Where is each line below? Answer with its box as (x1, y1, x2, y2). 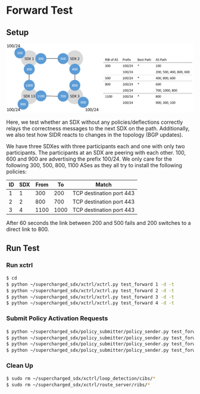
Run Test (6, 243, 40, 253)
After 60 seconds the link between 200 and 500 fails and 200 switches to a (6, 220, 192, 227)
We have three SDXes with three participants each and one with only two (6, 142, 185, 149)
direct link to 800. (6, 226, 49, 233)
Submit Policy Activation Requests (6, 314, 108, 323)
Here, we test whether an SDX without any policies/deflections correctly (6, 118, 183, 126)
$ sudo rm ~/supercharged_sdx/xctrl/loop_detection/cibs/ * (6, 376, 156, 382)
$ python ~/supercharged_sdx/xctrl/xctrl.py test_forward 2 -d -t (6, 287, 174, 293)
